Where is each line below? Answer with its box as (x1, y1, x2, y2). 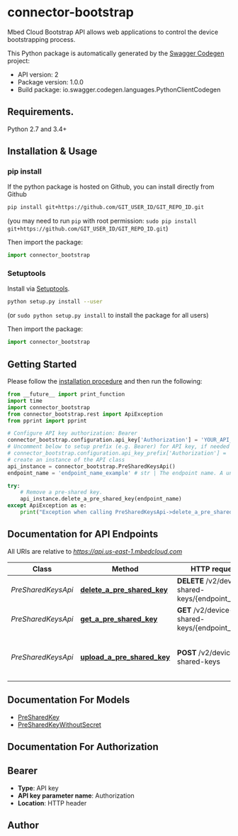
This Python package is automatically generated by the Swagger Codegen (7, 49, 225, 57)
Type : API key (17, 784, 59, 792)
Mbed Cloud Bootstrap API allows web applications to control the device (7, 28, 218, 36)
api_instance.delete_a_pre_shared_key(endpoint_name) (20, 496, 182, 503)
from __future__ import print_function (7, 391, 125, 398)
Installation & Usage (7, 145, 98, 157)
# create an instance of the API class (7, 456, 125, 463)
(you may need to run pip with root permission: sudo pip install (7, 217, 197, 225)
